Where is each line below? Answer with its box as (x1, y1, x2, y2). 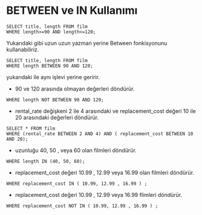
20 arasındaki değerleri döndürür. (15, 114, 99, 121)
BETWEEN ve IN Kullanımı (6, 4, 138, 18)
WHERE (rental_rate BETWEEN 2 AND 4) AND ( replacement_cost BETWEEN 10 (6, 130, 194, 136)
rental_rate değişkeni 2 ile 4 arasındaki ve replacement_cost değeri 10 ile (15, 107, 197, 115)
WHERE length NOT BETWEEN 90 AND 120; (6, 97, 104, 103)
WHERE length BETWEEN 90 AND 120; (6, 63, 94, 69)
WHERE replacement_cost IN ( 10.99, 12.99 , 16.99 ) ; (6, 181, 148, 187)
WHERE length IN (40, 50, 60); (6, 158, 85, 164)
